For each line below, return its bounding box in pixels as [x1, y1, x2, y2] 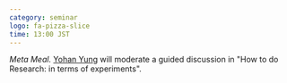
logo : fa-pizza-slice [9, 21, 91, 30]
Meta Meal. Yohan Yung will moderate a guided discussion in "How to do [9, 54, 279, 65]
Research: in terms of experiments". [9, 63, 142, 74]
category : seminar [9, 12, 78, 22]
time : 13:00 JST [9, 29, 70, 38]
